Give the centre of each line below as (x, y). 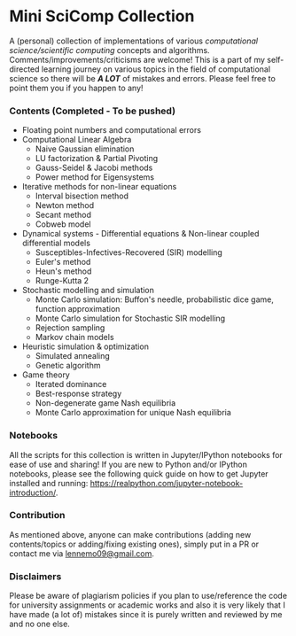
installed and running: (49, 483)
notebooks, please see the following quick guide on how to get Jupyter (139, 473)
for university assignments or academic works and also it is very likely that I (147, 605)
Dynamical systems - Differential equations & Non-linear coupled (140, 234)
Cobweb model (63, 224)
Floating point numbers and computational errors (112, 130)
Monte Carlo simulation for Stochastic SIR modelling (130, 318)
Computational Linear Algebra (77, 140)
